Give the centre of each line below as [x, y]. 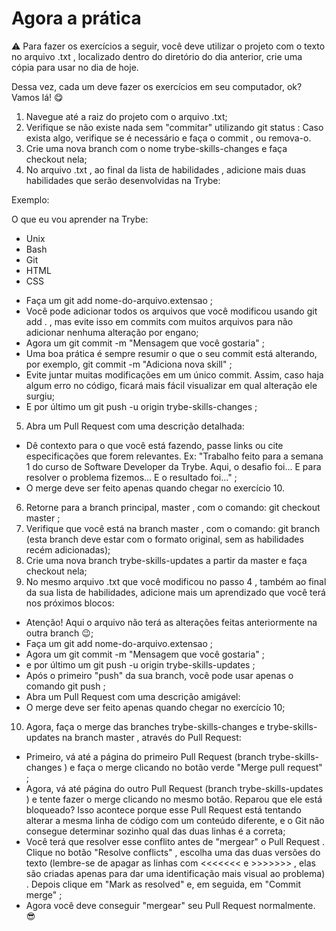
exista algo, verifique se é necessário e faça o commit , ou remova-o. [168, 138]
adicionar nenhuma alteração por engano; [112, 332]
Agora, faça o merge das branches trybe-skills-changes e [145, 726]
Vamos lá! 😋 [37, 97]
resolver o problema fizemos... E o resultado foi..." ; [131, 477]
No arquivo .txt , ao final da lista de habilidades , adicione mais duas [165, 169]
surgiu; [40, 396]
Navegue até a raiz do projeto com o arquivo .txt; [126, 116]
